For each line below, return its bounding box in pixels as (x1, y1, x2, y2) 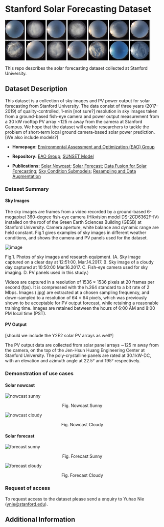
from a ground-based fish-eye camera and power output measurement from (5, 113, 159, 119)
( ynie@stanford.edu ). (5, 501, 48, 507)
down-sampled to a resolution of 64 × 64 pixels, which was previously (5, 294, 147, 300)
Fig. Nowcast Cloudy (61, 422, 104, 428)
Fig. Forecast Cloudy (61, 472, 104, 478)
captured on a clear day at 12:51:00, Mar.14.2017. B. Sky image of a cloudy (5, 259, 154, 265)
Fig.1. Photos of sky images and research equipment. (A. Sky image (5, 254, 141, 260)
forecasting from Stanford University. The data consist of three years (5, 103, 144, 109)
